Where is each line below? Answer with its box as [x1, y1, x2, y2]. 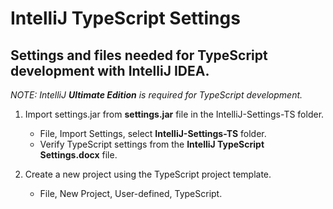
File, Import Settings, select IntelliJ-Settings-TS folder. [39, 128, 267, 139]
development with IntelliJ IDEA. [10, 62, 210, 79]
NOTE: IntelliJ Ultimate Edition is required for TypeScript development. [10, 89, 303, 101]
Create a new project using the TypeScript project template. [24, 168, 272, 180]
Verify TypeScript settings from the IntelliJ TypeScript [39, 138, 265, 150]
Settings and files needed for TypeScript [10, 47, 268, 64]
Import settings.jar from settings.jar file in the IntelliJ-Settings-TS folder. [24, 108, 325, 120]
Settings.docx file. [39, 149, 118, 161]
